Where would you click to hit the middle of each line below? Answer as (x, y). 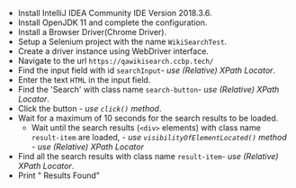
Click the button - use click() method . (90, 108)
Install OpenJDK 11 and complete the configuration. (112, 22)
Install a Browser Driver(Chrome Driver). (92, 32)
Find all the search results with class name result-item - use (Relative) (148, 156)
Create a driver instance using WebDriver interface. (113, 51)
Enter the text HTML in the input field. (84, 80)
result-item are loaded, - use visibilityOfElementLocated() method (159, 137)
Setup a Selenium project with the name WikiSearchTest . (122, 41)
